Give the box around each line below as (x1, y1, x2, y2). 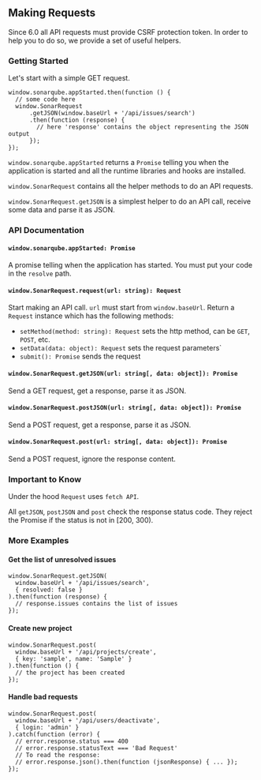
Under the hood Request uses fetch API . (8, 492, 140, 501)
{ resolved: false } (15, 586, 83, 594)
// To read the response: (15, 751, 101, 759)
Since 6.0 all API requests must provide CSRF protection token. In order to (8, 27, 248, 36)
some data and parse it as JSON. (8, 205, 116, 215)
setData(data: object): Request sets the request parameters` (19, 343, 222, 353)
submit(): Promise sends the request (19, 351, 141, 362)
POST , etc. (19, 335, 51, 344)
